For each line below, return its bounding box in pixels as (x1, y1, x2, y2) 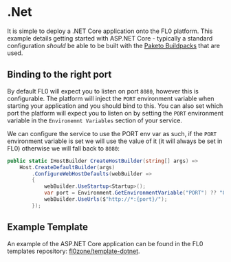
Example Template (7, 221, 88, 233)
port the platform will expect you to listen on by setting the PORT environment (7, 109, 223, 117)
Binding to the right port (7, 69, 112, 80)
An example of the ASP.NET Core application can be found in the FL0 (7, 239, 203, 248)
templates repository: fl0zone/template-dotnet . (7, 247, 140, 255)
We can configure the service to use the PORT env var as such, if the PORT (7, 129, 217, 138)
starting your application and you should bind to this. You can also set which (7, 101, 223, 110)
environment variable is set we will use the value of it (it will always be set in (7, 137, 223, 145)
